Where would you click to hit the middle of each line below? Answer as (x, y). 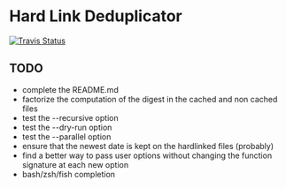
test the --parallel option (66, 136)
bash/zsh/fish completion (69, 174)
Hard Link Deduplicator (96, 16)
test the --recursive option (70, 117)
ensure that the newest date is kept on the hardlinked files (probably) (148, 146)
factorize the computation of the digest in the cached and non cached (150, 99)
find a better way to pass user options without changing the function (147, 155)
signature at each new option (75, 164)
